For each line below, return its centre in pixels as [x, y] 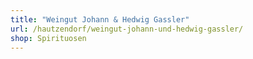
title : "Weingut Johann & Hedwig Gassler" [100, 19]
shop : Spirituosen [48, 38]
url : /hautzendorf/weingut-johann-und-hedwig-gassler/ [127, 29]
